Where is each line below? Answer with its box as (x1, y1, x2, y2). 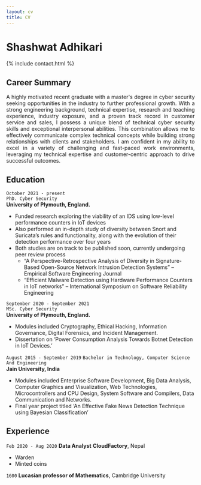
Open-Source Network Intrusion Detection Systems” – (41, 264, 175, 271)
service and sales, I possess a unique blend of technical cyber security (6, 119, 195, 126)
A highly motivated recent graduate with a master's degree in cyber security (6, 94, 195, 101)
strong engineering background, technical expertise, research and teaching (6, 106, 195, 113)
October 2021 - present (6, 190, 66, 197)
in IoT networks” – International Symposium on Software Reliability (23, 283, 188, 290)
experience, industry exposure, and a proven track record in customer (6, 112, 195, 120)
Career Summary (6, 77, 72, 88)
